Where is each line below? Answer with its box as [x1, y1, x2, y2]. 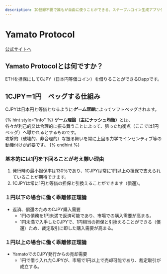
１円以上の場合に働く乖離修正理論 [5, 239, 87, 246]
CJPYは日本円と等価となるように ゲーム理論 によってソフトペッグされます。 [5, 106, 160, 112]
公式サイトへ [5, 46, 31, 52]
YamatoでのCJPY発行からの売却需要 [12, 251, 87, 257]
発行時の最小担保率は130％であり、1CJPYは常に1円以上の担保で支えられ [12, 168, 161, 174]
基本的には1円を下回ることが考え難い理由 [5, 156, 104, 163]
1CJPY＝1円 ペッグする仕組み [5, 92, 100, 100]
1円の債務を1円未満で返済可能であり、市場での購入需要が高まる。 [19, 213, 154, 219]
